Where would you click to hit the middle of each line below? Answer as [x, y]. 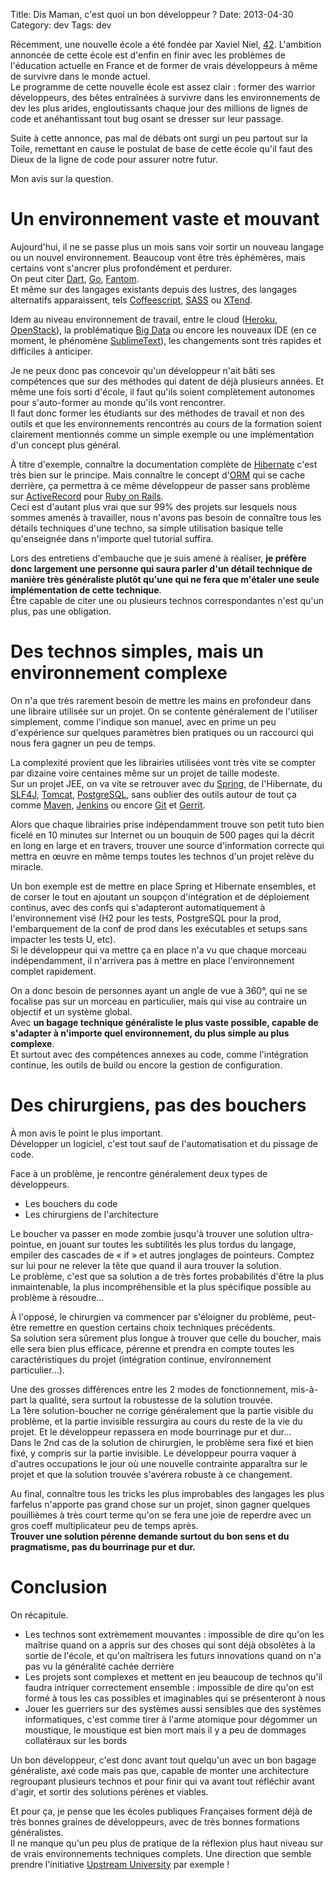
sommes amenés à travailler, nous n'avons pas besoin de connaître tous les [166, 517]
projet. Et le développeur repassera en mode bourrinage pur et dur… [151, 1431]
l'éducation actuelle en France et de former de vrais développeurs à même [164, 65]
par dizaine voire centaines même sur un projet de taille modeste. [145, 773]
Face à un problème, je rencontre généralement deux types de [139, 1173]
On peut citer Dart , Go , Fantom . [75, 278]
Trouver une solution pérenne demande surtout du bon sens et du [150, 1536]
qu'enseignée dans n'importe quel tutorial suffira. [112, 538]
